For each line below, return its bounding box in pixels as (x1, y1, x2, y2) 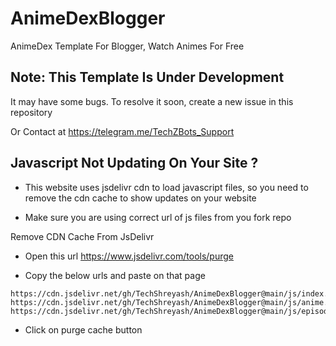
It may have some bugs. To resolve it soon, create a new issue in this (10, 95, 294, 107)
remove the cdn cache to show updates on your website (24, 192, 257, 204)
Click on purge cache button (24, 323, 143, 336)
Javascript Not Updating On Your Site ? (10, 155, 259, 172)
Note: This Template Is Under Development (10, 69, 285, 86)
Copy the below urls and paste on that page (24, 269, 206, 281)
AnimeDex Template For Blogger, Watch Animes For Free (10, 40, 245, 52)
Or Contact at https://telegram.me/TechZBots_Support (10, 125, 235, 137)
